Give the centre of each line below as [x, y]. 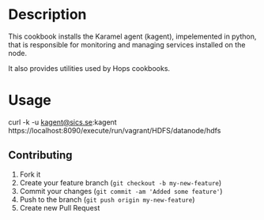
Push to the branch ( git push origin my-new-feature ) [107, 199]
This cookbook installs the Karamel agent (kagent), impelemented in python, [132, 36]
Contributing [40, 155]
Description [47, 15]
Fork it [30, 174]
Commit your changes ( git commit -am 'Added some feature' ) [121, 191]
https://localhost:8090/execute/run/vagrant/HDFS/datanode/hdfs [115, 130]
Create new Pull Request [60, 207]
